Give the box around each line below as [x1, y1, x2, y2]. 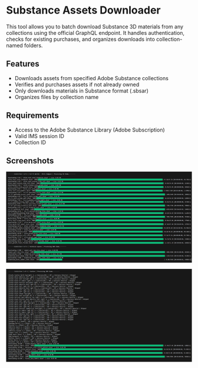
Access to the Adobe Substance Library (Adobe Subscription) [14, 126, 165, 133]
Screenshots [6, 156, 54, 166]
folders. [24, 42, 43, 49]
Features [6, 59, 39, 69]
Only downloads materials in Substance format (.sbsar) [14, 87, 148, 94]
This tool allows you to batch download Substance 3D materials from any [6, 23, 184, 30]
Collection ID [14, 139, 46, 146]
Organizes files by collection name [14, 93, 99, 100]
